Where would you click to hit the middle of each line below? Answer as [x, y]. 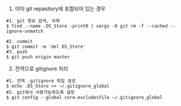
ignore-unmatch [25, 31]
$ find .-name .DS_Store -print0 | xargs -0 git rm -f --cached [87, 26]
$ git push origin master [38, 57]
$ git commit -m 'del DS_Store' [46, 47]
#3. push [17, 52]
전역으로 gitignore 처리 [41, 69]
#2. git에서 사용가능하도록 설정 [41, 92]
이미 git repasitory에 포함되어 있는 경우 [60, 9]
